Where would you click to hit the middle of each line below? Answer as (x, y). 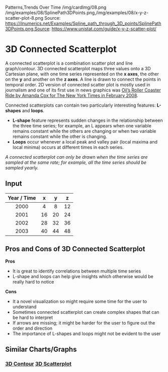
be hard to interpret (33, 317)
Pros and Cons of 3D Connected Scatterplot (75, 249)
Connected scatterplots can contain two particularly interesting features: (80, 105)
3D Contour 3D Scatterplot (38, 363)
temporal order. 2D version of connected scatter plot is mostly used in (78, 84)
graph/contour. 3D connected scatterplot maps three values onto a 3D (78, 68)
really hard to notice (33, 282)
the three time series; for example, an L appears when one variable (82, 125)
